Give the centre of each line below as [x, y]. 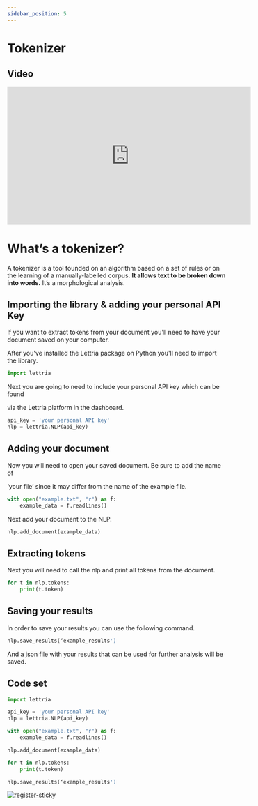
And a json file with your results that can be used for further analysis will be [115, 654]
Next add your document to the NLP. [60, 519]
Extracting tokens [46, 553]
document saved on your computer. [58, 340]
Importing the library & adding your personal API [114, 304]
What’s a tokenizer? [66, 249]
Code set [27, 684]
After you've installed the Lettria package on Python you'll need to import [112, 353]
